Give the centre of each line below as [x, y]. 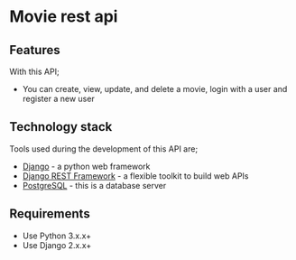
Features [35, 50]
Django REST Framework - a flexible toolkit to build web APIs [135, 176]
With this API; [35, 71]
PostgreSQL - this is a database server [94, 185]
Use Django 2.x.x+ [57, 245]
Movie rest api [64, 17]
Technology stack [61, 127]
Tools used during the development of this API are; [104, 149]
